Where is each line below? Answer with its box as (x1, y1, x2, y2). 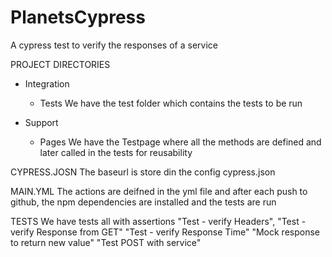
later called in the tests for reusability (39, 146, 193, 158)
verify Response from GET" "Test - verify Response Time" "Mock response (10, 226, 321, 238)
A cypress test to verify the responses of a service (10, 39, 218, 51)
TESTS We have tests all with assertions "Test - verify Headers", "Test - (10, 215, 307, 227)
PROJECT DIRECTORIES (10, 58, 111, 70)
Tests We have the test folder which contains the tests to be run (39, 97, 303, 109)
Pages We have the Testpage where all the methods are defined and (39, 136, 322, 148)
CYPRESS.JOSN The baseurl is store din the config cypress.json (10, 166, 276, 178)
